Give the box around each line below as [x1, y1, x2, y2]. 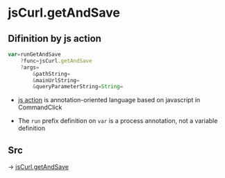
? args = [20, 64, 40, 71]
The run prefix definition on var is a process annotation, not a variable [17, 117, 218, 125]
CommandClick [17, 103, 62, 112]
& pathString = [33, 70, 71, 77]
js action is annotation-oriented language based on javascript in [17, 96, 201, 104]
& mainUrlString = [33, 76, 80, 84]
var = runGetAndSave [8, 51, 61, 58]
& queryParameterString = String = [33, 83, 124, 90]
